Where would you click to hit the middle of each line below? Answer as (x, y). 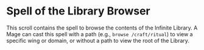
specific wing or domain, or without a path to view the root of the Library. (98, 40)
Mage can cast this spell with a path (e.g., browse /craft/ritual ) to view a (100, 34)
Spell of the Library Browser (78, 11)
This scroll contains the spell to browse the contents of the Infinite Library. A (102, 28)
